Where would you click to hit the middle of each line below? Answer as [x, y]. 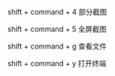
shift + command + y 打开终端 [57, 63]
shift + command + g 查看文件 [57, 46]
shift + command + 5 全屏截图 [57, 29]
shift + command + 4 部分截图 [57, 12]
